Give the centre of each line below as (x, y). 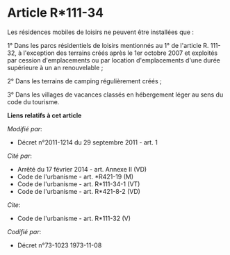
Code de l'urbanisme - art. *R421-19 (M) (75, 176)
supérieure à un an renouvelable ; (55, 67)
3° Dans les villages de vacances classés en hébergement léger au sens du (115, 94)
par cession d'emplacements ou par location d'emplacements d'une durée (114, 60)
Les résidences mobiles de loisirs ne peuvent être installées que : (101, 32)
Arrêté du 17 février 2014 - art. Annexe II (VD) (82, 169)
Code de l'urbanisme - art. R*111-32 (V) (74, 218)
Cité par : (20, 156)
